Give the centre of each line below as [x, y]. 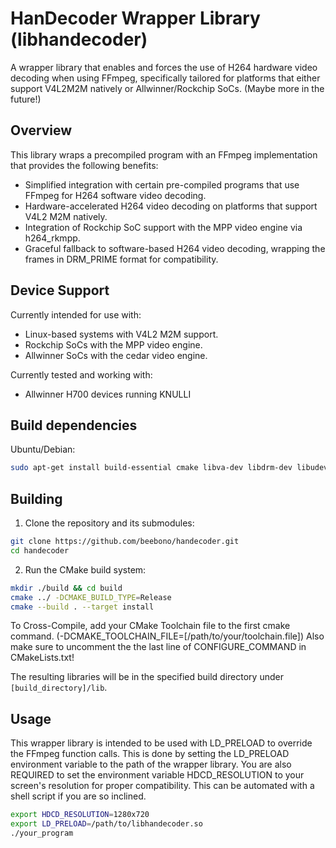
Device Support [60, 290]
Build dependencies [74, 425]
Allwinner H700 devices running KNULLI [108, 394]
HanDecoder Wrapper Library [135, 18]
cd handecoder [40, 550]
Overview [41, 130]
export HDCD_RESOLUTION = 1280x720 [80, 815]
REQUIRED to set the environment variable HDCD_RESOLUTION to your [157, 775]
